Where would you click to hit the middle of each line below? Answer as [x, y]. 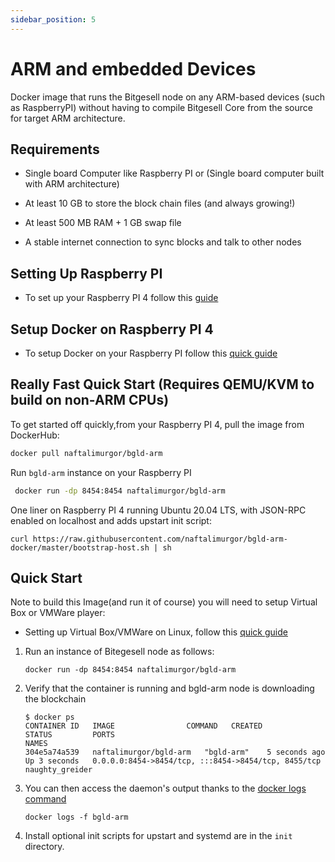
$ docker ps [49, 717]
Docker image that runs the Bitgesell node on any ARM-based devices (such [168, 97]
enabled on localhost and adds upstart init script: [111, 520]
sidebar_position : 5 [53, 19]
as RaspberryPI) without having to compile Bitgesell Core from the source [161, 107]
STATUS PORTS [69, 735]
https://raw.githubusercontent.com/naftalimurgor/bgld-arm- [160, 539]
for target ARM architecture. [68, 118]
